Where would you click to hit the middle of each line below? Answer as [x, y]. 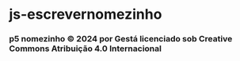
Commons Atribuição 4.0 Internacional [85, 48]
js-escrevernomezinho [86, 14]
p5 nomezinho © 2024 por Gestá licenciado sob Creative [121, 39]
